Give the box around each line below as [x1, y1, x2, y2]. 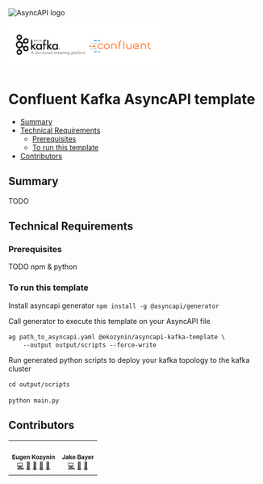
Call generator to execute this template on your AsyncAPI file [8, 316, 211, 326]
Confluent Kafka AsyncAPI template [8, 90, 256, 108]
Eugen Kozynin [11, 453, 56, 461]
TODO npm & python [8, 262, 77, 271]
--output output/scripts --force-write [23, 341, 157, 349]
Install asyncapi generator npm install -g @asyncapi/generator [8, 301, 219, 310]
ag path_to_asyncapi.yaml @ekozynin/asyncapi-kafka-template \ [8, 333, 226, 341]
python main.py [8, 396, 60, 405]
